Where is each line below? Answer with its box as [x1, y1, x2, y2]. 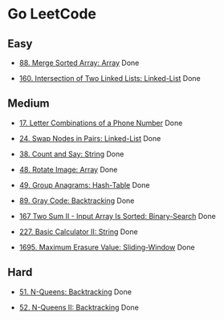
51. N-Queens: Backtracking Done [18, 286, 132, 297]
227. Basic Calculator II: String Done [18, 226, 138, 237]
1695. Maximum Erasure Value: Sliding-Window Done [18, 242, 195, 252]
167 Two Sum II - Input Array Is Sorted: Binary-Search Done [18, 211, 216, 221]
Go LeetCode [7, 5, 97, 23]
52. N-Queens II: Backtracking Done [18, 302, 140, 312]
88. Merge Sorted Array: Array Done [18, 58, 140, 67]
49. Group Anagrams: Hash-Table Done [18, 180, 150, 189]
